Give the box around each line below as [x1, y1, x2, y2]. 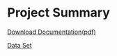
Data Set [7, 41, 33, 49]
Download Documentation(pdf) [7, 28, 96, 36]
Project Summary [7, 5, 110, 21]
